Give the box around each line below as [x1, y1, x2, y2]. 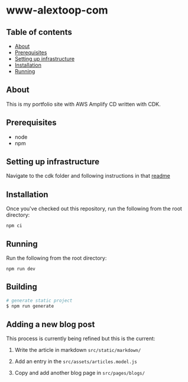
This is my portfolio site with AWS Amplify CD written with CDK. [6, 100, 161, 107]
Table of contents [6, 27, 72, 37]
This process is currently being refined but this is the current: [6, 335, 155, 342]
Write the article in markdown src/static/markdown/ [14, 347, 141, 354]
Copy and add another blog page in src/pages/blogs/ [14, 370, 145, 377]
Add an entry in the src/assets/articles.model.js [14, 358, 137, 365]
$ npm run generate [6, 303, 54, 309]
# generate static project [6, 298, 73, 303]
